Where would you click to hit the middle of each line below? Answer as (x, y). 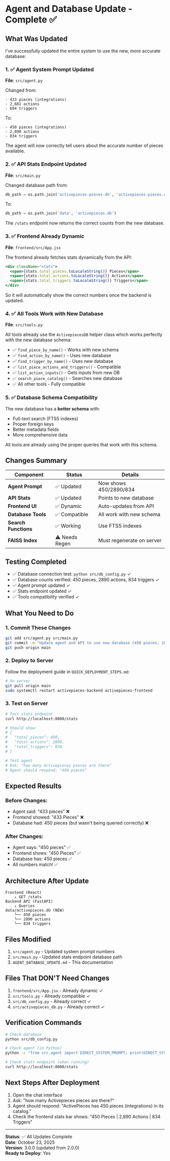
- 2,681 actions (22, 104)
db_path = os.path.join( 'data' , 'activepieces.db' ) (61, 213)
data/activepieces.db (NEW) (35, 911)
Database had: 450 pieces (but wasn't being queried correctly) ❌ (81, 823)
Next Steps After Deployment (52, 1083)
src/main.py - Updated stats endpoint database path (67, 957)
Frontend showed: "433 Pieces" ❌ (48, 817)
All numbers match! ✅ (35, 865)
